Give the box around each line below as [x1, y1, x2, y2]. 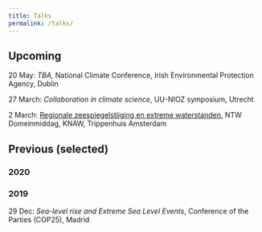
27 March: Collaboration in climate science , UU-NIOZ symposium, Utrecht [8, 94, 255, 105]
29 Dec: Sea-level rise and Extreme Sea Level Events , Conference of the [8, 206, 249, 216]
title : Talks [8, 11, 52, 20]
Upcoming [8, 49, 62, 63]
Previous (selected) [8, 142, 109, 155]
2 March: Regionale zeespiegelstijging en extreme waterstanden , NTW [8, 110, 243, 120]
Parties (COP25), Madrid [8, 214, 90, 224]
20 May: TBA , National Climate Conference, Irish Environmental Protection [8, 70, 255, 81]
